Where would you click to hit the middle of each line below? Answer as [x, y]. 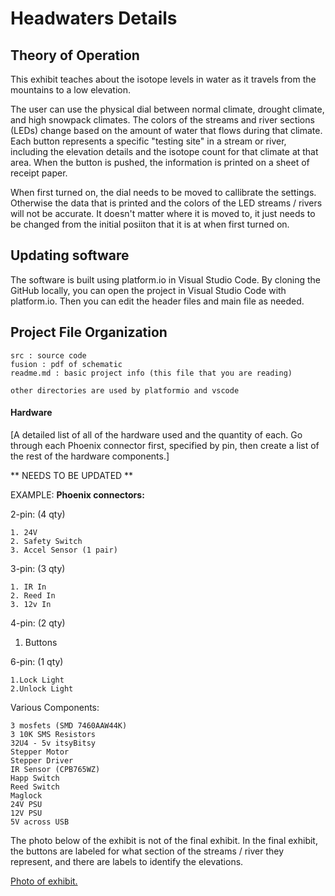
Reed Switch [35, 787]
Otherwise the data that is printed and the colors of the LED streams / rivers [166, 203]
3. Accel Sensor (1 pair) [64, 550]
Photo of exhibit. [44, 881]
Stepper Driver [42, 760]
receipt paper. [39, 173]
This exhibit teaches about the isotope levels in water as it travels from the [163, 79]
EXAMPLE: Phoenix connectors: [77, 494]
